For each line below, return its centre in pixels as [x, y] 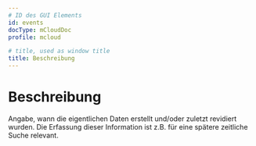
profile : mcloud [34, 37]
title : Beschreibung [42, 59]
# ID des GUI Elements [45, 15]
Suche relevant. [33, 135]
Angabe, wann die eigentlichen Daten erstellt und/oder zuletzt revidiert [123, 119]
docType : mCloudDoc [40, 30]
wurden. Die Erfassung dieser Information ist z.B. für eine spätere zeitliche [128, 126]
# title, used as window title [59, 52]
